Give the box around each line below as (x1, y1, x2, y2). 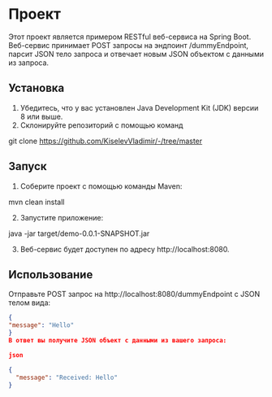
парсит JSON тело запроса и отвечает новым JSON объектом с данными (8, 49, 264, 59)
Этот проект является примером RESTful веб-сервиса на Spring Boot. (8, 32, 252, 41)
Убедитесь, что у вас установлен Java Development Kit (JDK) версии (19, 103, 259, 112)
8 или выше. (19, 111, 63, 121)
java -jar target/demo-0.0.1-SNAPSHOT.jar (8, 229, 150, 238)
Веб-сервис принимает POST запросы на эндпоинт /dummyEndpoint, (8, 40, 249, 50)
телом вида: (8, 298, 51, 308)
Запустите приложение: (19, 212, 104, 222)
